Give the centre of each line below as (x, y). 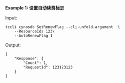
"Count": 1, (36, 63)
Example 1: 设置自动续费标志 (35, 8)
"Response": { (29, 58)
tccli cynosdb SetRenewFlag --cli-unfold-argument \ (63, 27)
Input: (11, 18)
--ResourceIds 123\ (35, 31)
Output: (13, 45)
